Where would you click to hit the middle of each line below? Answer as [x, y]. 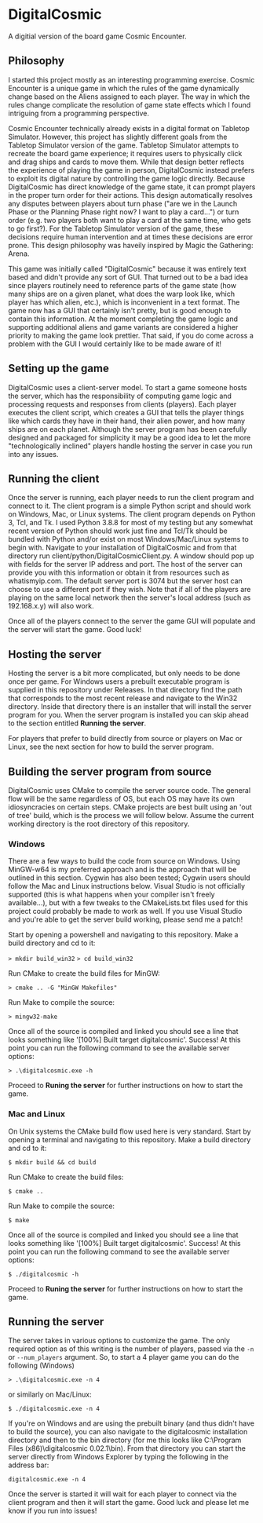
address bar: [29, 1465]
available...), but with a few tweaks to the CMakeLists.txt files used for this [128, 903]
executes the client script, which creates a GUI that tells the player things [126, 412]
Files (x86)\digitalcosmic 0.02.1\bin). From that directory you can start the [127, 1448]
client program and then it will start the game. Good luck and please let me [129, 1503]
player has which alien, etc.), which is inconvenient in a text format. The [124, 302]
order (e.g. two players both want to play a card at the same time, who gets [130, 220]
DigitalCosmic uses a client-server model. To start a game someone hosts [128, 387]
